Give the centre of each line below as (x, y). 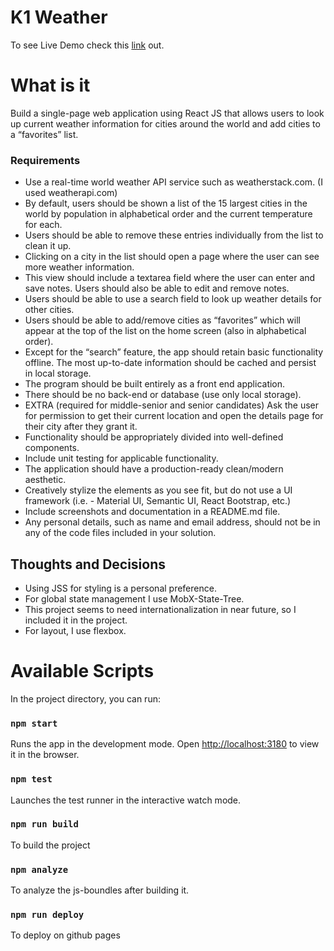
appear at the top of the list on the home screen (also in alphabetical (165, 331)
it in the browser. (45, 755)
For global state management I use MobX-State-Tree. (134, 598)
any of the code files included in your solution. (120, 533)
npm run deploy (47, 915)
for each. (43, 225)
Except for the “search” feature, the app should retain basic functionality (174, 352)
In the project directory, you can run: (85, 698)
